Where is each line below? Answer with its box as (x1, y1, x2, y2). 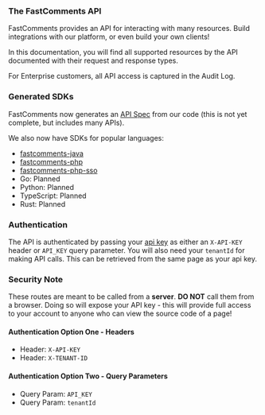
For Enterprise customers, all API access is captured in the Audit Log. (8, 72, 236, 81)
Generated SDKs (8, 91, 74, 103)
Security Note (8, 273, 64, 285)
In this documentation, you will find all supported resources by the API (8, 48, 239, 57)
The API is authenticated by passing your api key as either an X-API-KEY (8, 237, 243, 246)
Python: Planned (19, 182, 74, 192)
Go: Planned (19, 173, 61, 184)
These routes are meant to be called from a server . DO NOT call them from (8, 292, 255, 301)
